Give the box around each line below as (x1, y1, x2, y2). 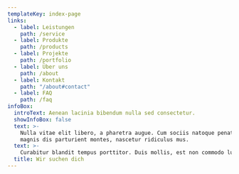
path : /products (20, 43, 69, 50)
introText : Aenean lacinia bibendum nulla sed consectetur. (14, 109, 196, 116)
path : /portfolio (20, 57, 72, 64)
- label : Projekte (14, 50, 69, 58)
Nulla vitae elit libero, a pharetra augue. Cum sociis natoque (20, 129, 215, 136)
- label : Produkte (14, 37, 69, 44)
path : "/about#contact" (20, 83, 91, 90)
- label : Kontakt (14, 76, 65, 84)
